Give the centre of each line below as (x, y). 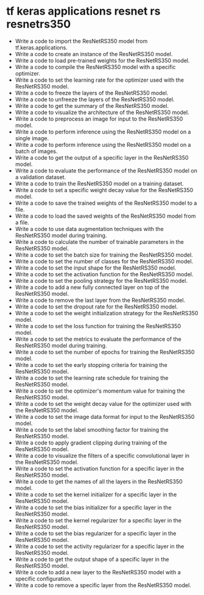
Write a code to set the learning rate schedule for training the (92, 378)
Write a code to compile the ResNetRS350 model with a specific (95, 67)
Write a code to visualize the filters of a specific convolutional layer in (102, 455)
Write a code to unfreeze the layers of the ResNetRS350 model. (95, 99)
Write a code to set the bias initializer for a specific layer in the (93, 507)
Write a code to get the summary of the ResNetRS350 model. (92, 105)
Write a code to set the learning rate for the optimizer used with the (100, 80)
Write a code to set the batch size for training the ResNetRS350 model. (104, 255)
